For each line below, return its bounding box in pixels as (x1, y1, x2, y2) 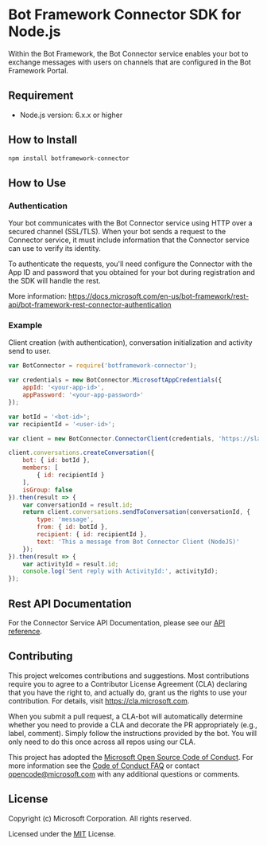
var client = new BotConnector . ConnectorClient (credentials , (8, 434, 215, 443)
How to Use (8, 176, 67, 190)
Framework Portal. (8, 65, 69, 75)
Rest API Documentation (8, 597, 133, 610)
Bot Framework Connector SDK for (8, 6, 242, 24)
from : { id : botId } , (37, 523, 109, 531)
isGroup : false (22, 486, 73, 494)
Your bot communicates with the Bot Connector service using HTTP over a (8, 218, 253, 228)
